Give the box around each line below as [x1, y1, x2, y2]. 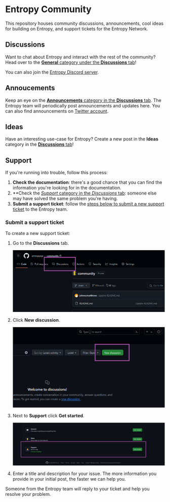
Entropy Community [5, 4, 92, 15]
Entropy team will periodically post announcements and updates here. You [5, 102, 160, 108]
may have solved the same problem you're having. [12, 196, 118, 202]
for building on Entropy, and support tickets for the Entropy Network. [5, 25, 148, 31]
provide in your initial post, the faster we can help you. [12, 476, 126, 482]
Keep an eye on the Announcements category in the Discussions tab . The [5, 97, 162, 103]
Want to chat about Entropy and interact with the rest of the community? [5, 54, 156, 60]
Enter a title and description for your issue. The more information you [12, 471, 157, 477]
